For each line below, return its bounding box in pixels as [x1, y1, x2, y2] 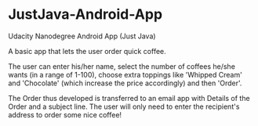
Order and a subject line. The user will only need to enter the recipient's [8, 102, 240, 111]
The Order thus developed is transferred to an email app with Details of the [8, 93, 250, 103]
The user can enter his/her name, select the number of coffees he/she [8, 61, 235, 71]
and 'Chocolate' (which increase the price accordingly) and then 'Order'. [8, 78, 242, 88]
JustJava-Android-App [8, 5, 163, 23]
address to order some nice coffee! [8, 110, 122, 119]
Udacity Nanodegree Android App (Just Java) [8, 31, 156, 41]
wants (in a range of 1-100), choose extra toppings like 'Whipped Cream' [8, 70, 243, 79]
